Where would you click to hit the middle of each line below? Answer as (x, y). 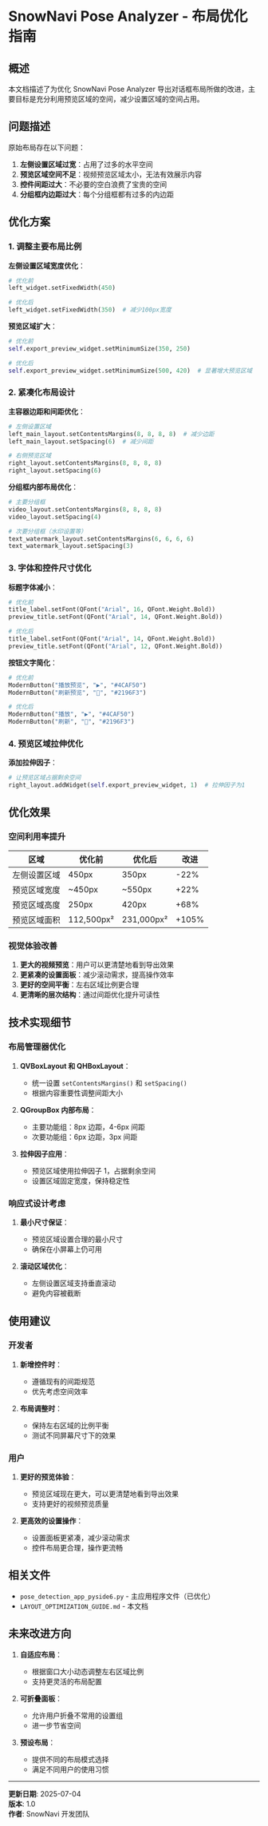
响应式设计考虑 (37, 1203)
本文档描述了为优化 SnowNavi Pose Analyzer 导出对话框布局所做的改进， (128, 89)
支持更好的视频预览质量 (70, 1504)
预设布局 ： (37, 1742)
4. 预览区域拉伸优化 (46, 744)
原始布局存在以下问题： (47, 147)
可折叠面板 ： (41, 1698)
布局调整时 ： (41, 1408)
